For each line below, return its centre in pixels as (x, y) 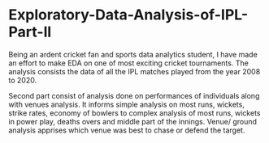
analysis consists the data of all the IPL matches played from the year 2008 (134, 71)
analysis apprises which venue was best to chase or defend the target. (127, 130)
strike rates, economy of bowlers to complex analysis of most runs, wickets (134, 113)
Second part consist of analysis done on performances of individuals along (134, 95)
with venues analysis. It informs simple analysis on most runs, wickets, (127, 104)
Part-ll (30, 32)
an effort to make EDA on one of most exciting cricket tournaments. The (129, 63)
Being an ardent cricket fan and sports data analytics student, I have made (133, 54)
